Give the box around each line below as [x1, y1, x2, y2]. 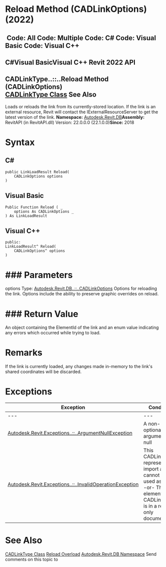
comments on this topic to [5, 557, 58, 563]
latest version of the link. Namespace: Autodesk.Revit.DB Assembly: [5, 114, 145, 120]
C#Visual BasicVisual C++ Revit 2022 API [5, 58, 136, 66]
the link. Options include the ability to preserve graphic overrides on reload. [5, 291, 159, 297]
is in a [143, 503, 157, 510]
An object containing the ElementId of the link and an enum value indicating [5, 325, 159, 331]
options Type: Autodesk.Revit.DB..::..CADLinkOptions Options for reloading [5, 285, 157, 291]
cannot [143, 472, 160, 478]
